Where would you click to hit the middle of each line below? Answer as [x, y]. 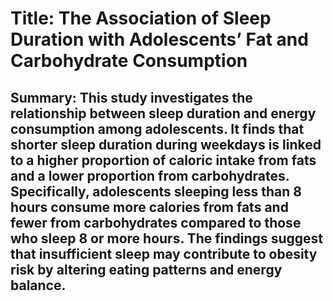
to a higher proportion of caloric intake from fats [163, 160]
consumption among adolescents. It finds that [157, 128]
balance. [38, 285]
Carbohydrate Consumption [129, 61]
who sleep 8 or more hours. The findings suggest [166, 238]
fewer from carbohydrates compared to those [156, 222]
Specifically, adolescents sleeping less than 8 [156, 191]
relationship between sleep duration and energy [163, 113]
